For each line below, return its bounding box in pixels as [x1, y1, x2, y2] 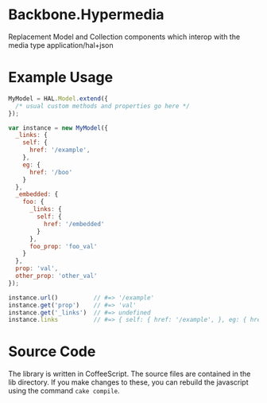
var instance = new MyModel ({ [8, 123, 109, 132]
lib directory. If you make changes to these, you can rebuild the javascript [8, 378, 249, 387]
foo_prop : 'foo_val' [29, 242, 98, 250]
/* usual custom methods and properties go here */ [15, 102, 191, 110]
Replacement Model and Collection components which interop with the [8, 32, 241, 41]
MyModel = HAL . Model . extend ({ [8, 94, 109, 103]
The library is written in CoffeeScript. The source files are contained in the [8, 369, 251, 379]
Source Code [8, 342, 96, 361]
